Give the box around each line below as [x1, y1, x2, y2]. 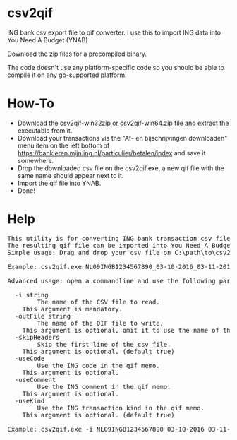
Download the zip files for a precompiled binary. [7, 49, 147, 58]
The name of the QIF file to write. [37, 319, 164, 327]
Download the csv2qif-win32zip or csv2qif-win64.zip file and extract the [17, 119, 229, 127]
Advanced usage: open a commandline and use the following [7, 277, 217, 285]
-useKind [14, 397, 45, 405]
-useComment [14, 376, 56, 383]
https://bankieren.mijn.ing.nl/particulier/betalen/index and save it [17, 148, 206, 157]
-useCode [14, 355, 45, 362]
